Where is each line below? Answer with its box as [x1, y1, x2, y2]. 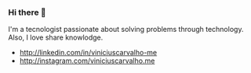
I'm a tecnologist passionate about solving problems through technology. [8, 25, 244, 34]
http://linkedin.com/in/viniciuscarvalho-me [19, 48, 158, 57]
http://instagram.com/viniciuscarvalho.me [19, 56, 155, 65]
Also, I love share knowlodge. [8, 33, 104, 42]
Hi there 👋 [8, 7, 47, 18]
